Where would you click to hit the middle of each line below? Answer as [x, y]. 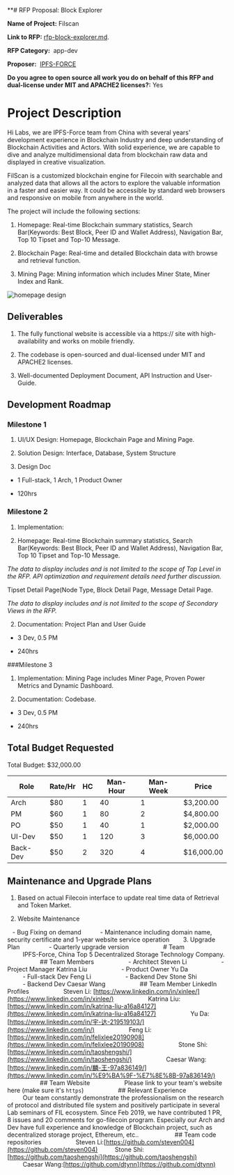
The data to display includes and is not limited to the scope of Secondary [112, 603]
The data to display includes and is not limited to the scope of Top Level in [114, 569]
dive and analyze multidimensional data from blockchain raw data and [107, 154]
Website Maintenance [48, 919]
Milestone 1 [27, 424]
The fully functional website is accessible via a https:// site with [108, 333]
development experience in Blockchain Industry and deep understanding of [116, 139]
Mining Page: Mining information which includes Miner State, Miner [114, 274]
